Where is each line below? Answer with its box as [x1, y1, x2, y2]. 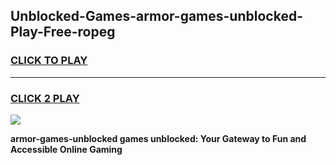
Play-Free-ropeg [10, 24, 116, 41]
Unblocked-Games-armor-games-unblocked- [10, 8, 303, 25]
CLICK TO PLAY [10, 54, 88, 68]
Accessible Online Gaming [10, 143, 123, 155]
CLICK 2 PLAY [10, 91, 80, 105]
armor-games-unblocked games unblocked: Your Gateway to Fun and [10, 132, 307, 144]
